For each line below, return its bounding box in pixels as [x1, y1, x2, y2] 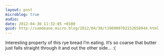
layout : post [5, 7, 33, 12]
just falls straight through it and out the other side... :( [5, 45, 116, 51]
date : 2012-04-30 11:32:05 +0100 [5, 21, 76, 26]
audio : [5, 16, 19, 21]
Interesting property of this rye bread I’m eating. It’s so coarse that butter [5, 39, 157, 45]
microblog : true [5, 12, 39, 17]
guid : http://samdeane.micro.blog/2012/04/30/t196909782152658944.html [5, 26, 159, 31]
